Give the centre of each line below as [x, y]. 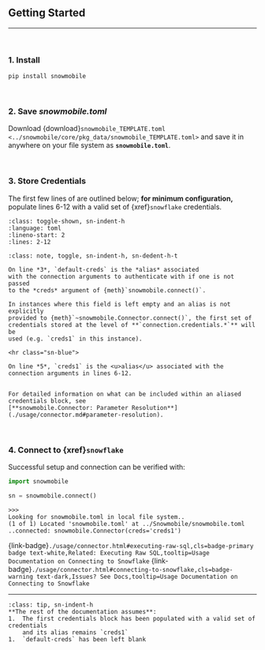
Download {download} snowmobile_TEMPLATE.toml [87, 129]
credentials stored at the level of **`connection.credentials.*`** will [132, 325]
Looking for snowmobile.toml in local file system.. [97, 517]
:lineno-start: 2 [37, 235]
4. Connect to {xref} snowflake [66, 449]
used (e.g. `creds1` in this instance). [76, 339]
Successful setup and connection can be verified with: [97, 467]
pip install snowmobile [47, 77]
